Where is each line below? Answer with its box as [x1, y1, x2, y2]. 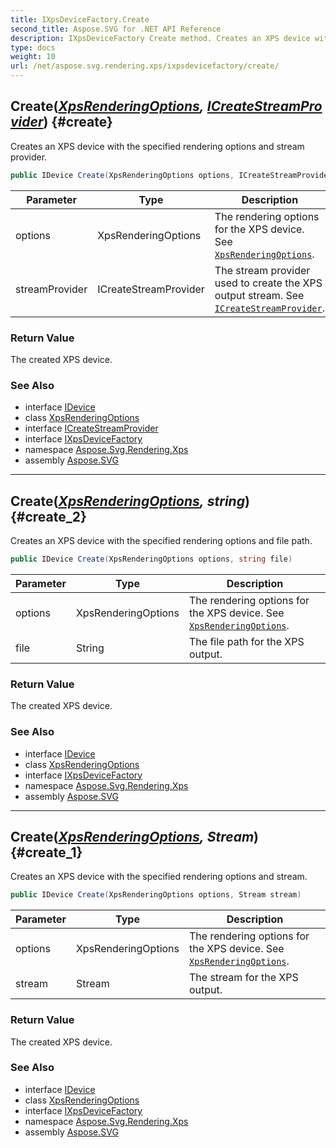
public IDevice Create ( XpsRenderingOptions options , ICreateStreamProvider [10, 170, 333, 180]
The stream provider [214, 263, 311, 277]
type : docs [10, 42, 56, 53]
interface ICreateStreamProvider [24, 422, 159, 435]
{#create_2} [10, 508, 87, 525]
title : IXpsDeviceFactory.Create [10, 14, 150, 25]
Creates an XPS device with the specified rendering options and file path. [10, 535, 313, 547]
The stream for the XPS [189, 971, 299, 985]
